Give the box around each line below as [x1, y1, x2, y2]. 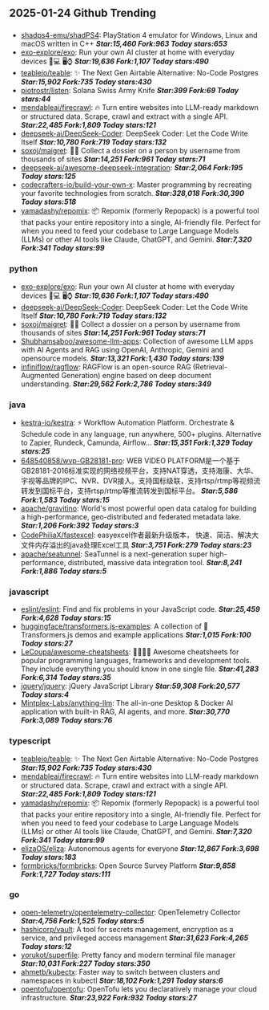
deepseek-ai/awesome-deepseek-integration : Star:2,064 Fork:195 [20, 163, 243, 173]
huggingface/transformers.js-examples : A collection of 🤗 [20, 621, 209, 631]
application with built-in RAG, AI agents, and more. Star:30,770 [20, 707, 231, 717]
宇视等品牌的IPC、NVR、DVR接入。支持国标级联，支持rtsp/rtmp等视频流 [20, 475, 261, 485]
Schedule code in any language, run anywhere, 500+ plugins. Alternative [20, 429, 262, 438]
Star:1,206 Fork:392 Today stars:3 [20, 520, 139, 530]
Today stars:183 [20, 852, 77, 861]
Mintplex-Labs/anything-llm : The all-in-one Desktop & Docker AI [20, 698, 234, 708]
